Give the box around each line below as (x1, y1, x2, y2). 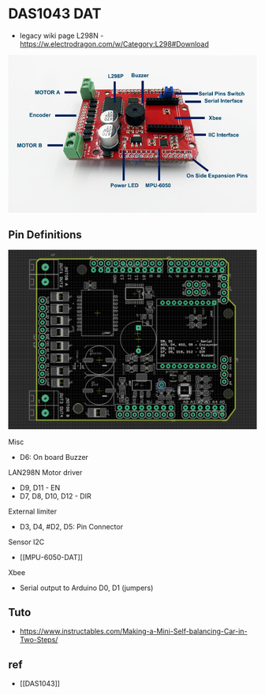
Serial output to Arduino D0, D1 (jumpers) (19, 583, 154, 592)
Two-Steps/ (19, 635, 58, 645)
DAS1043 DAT (8, 5, 102, 23)
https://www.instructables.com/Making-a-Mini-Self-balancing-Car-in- (19, 626, 248, 636)
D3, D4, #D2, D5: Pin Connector (19, 521, 124, 531)
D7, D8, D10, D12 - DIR (19, 491, 92, 501)
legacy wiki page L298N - (19, 31, 104, 40)
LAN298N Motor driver (8, 467, 83, 477)
